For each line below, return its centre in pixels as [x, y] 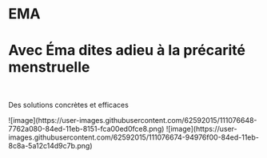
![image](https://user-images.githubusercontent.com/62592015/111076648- [133, 120]
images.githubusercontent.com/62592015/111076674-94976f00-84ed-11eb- [134, 137]
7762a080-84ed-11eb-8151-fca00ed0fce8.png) [86, 129]
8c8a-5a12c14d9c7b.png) [51, 146]
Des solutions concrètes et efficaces [69, 105]
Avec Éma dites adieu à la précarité [127, 51]
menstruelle [49, 67]
